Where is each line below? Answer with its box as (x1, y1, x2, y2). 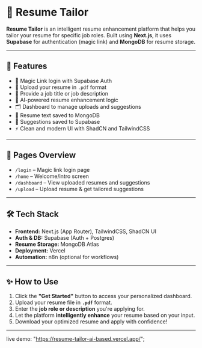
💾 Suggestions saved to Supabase (14, 118, 100, 125)
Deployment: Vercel (14, 247, 66, 254)
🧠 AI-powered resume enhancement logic (14, 96, 118, 103)
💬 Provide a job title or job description (14, 90, 109, 97)
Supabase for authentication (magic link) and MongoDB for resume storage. (6, 38, 195, 45)
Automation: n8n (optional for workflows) (14, 254, 119, 261)
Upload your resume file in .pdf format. (14, 299, 112, 306)
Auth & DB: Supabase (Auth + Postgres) (14, 234, 115, 242)
